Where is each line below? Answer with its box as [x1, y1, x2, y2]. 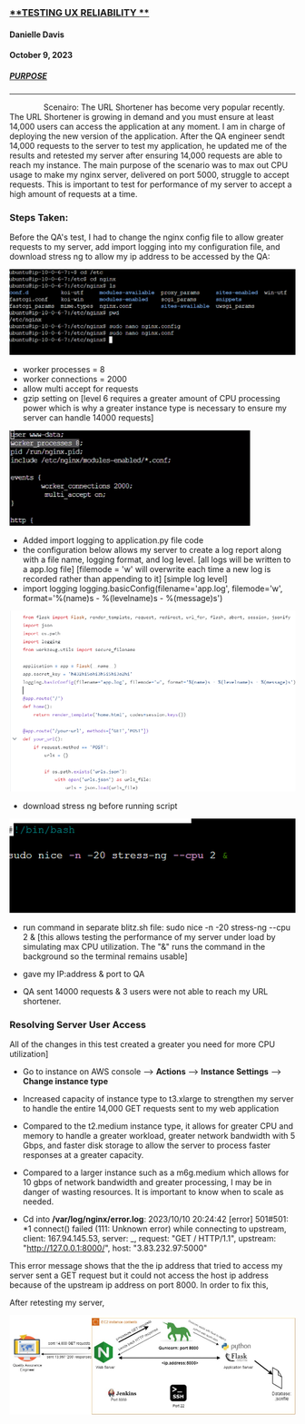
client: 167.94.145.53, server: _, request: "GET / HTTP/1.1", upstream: [22, 1233, 277, 1244]
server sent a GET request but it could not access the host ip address [9, 1270, 270, 1281]
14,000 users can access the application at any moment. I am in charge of [9, 121, 286, 133]
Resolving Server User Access [9, 1019, 147, 1032]
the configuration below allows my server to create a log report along [22, 544, 281, 555]
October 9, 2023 [9, 50, 74, 61]
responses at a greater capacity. [22, 1150, 144, 1161]
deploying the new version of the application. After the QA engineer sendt [9, 131, 286, 142]
